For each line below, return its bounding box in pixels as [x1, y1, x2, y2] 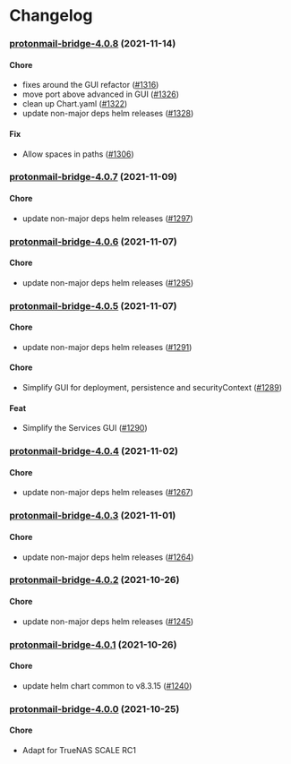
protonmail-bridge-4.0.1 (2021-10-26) [9, 638, 177, 650]
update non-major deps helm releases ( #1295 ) [21, 277, 194, 288]
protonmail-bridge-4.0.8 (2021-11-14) [9, 38, 176, 50]
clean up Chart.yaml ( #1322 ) [21, 99, 128, 109]
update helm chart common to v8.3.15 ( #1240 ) [21, 680, 193, 691]
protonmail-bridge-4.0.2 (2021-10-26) [9, 574, 180, 587]
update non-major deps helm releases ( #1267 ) [21, 487, 194, 498]
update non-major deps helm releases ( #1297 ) [21, 212, 194, 224]
